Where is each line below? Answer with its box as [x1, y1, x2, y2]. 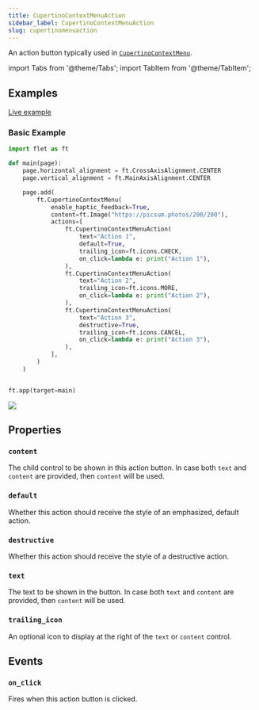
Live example [8, 108, 51, 117]
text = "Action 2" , [78, 277, 136, 285]
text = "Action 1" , [78, 233, 136, 241]
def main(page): [8, 159, 62, 167]
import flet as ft [8, 145, 69, 153]
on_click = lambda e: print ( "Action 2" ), [78, 292, 211, 300]
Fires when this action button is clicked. [8, 694, 138, 704]
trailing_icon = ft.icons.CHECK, [78, 247, 182, 255]
